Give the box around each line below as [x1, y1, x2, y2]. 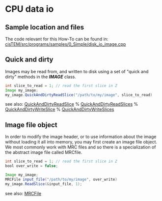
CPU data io [5, 3, 54, 15]
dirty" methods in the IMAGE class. [5, 74, 76, 80]
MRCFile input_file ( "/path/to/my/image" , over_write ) [5, 177, 118, 182]
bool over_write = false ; [5, 164, 58, 169]
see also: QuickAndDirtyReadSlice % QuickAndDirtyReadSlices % [5, 101, 138, 107]
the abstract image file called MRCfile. [5, 149, 82, 155]
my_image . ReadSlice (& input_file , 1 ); [5, 181, 82, 186]
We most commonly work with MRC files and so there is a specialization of [5, 144, 156, 150]
